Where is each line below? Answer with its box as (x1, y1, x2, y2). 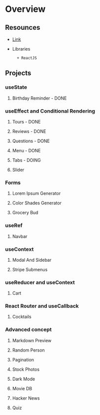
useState (5, 84, 27, 91)
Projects (5, 69, 32, 77)
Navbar (12, 233, 28, 239)
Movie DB (12, 385, 33, 391)
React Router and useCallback (5, 302, 79, 309)
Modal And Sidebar (12, 257, 52, 263)
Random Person (12, 347, 45, 353)
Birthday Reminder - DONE (12, 95, 67, 101)
